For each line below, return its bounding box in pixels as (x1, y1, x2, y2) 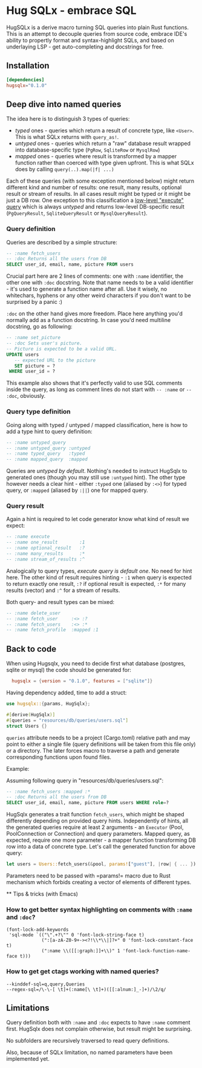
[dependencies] (6, 76, 45, 82)
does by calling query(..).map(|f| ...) (15, 166, 114, 173)
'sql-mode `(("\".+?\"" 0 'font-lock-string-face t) (8, 932, 145, 938)
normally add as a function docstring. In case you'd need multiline (6, 317, 171, 324)
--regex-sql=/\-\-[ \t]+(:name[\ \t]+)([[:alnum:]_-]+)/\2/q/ (6, 986, 166, 992)
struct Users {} (6, 723, 47, 729)
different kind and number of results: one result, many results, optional (6, 184, 182, 191)
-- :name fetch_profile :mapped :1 (6, 627, 99, 633)
